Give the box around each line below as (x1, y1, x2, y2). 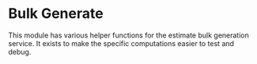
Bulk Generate (8, 5, 104, 23)
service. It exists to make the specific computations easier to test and (8, 38, 235, 48)
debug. (8, 47, 32, 56)
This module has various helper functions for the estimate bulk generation (8, 30, 249, 40)
